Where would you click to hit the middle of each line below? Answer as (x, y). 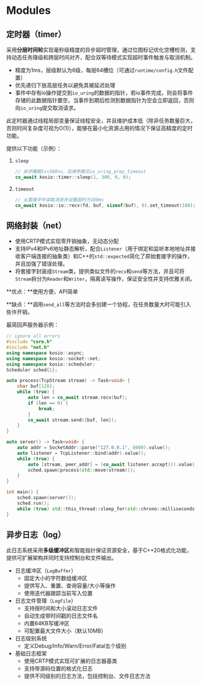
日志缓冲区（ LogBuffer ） (46, 571)
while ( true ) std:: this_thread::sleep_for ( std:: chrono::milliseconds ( (107, 509)
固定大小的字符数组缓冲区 (56, 578)
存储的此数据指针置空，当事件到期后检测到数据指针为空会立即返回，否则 (104, 100)
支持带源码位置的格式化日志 (58, 669)
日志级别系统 (31, 639)
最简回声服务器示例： (32, 325)
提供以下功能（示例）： (34, 149)
